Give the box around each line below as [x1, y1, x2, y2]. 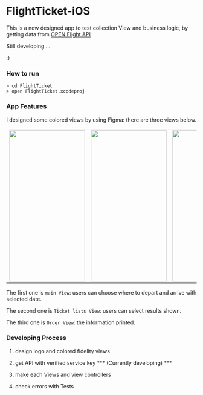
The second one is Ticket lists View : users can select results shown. [6, 307, 182, 314]
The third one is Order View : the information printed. [6, 319, 136, 326]
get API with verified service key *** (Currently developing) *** [14, 359, 172, 367]
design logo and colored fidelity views [14, 347, 111, 354]
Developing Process [6, 334, 66, 342]
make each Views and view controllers [14, 371, 111, 378]
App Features [6, 102, 47, 111]
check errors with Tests [14, 382, 74, 390]
